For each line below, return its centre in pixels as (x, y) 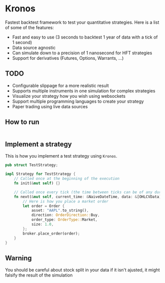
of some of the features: (29, 27)
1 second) (22, 42)
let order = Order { (44, 206)
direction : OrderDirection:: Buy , (65, 215)
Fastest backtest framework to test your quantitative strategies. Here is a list (82, 22)
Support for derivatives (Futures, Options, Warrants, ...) (68, 58)
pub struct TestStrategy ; (31, 165)
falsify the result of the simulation (39, 275)
